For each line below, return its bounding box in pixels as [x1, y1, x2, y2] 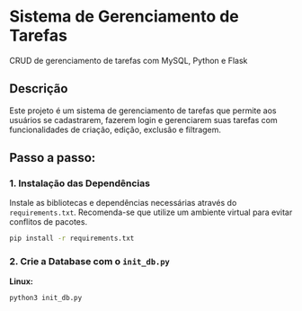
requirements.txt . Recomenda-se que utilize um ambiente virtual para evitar [9, 207, 293, 218]
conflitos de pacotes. [9, 217, 88, 227]
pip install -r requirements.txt [9, 234, 135, 244]
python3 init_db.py [9, 293, 83, 302]
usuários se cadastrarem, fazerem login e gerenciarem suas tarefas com [9, 114, 279, 125]
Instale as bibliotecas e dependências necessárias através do [9, 198, 237, 209]
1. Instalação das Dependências [9, 177, 151, 190]
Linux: [9, 276, 33, 287]
